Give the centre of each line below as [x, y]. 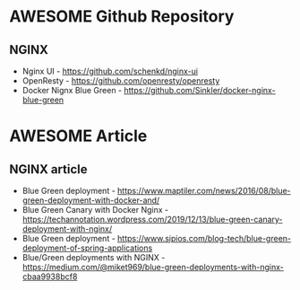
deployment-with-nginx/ [67, 229]
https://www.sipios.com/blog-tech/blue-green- [204, 238]
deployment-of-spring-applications [87, 248]
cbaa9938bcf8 [50, 277]
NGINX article [48, 169]
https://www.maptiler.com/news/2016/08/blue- [204, 191]
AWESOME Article [78, 136]
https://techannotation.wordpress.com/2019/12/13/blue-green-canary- [153, 219]
